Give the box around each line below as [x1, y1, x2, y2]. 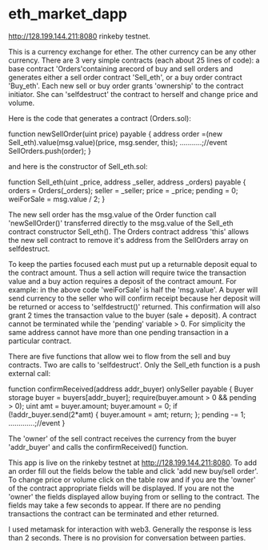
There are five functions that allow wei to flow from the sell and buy [8, 351, 230, 361]
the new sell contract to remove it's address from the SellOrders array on [8, 235, 249, 245]
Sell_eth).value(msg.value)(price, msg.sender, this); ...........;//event [8, 137, 228, 147]
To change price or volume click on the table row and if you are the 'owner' [8, 475, 256, 484]
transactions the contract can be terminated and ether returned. [8, 508, 219, 518]
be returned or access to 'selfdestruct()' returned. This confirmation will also [8, 301, 261, 311]
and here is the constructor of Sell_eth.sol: [8, 161, 148, 171]
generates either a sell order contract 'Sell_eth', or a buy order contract [8, 72, 242, 82]
